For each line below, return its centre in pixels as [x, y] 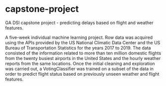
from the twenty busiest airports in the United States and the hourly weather [83, 58]
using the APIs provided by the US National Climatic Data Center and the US [83, 42]
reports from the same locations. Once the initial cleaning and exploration [80, 63]
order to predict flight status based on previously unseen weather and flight [82, 74]
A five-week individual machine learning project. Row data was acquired [79, 37]
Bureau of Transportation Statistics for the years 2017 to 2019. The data [78, 48]
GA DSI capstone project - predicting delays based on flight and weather [79, 23]
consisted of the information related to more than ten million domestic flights [83, 53]
